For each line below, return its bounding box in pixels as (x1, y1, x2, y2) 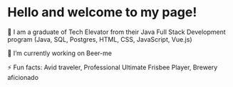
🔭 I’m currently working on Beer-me (7, 49, 113, 57)
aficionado (7, 73, 39, 81)
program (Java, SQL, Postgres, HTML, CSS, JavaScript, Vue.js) (7, 35, 192, 43)
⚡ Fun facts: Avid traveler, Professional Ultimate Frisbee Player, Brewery (7, 63, 218, 71)
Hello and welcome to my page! (7, 4, 197, 21)
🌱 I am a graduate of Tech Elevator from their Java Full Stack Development (7, 28, 226, 36)
